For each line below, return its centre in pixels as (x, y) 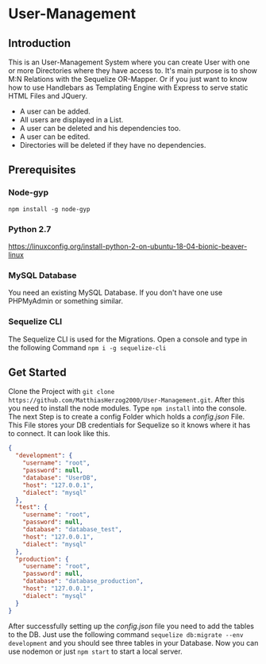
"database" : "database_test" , (73, 530)
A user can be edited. (55, 137)
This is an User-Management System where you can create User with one (129, 62)
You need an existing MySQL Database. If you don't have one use (116, 293)
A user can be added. (55, 111)
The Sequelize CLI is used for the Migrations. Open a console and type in (128, 339)
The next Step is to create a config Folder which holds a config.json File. (126, 417)
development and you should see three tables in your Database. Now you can (133, 643)
